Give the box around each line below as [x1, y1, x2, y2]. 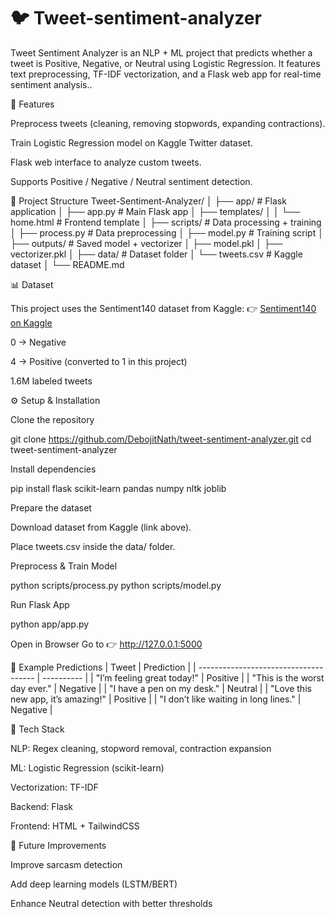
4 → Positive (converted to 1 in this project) [10, 355, 188, 367]
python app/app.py [10, 618, 90, 630]
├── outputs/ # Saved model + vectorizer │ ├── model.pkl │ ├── [10, 237, 283, 249]
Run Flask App [10, 598, 70, 610]
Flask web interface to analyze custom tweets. [10, 156, 202, 168]
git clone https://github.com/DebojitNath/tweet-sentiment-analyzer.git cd [10, 433, 312, 445]
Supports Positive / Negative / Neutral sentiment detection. [10, 175, 253, 187]
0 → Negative [10, 336, 67, 348]
